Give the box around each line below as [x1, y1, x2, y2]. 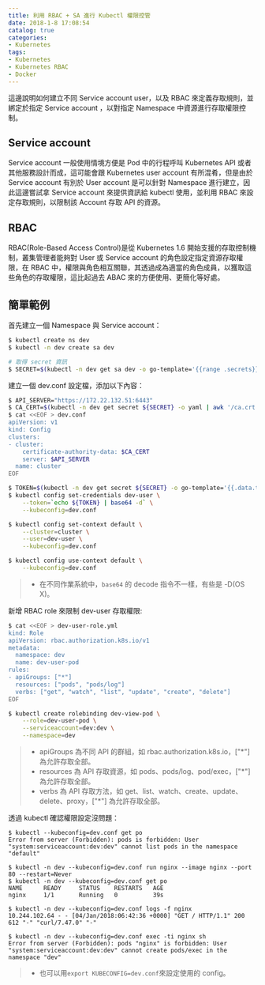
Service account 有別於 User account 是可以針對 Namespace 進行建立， [8, 178, 244, 187]
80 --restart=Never [8, 870, 73, 878]
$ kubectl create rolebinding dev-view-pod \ [8, 709, 160, 718]
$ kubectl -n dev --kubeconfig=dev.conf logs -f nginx [8, 905, 192, 913]
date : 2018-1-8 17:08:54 [8, 19, 90, 27]
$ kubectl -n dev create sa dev [8, 343, 114, 352]
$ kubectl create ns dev [8, 337, 90, 345]
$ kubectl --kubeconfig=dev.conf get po [8, 829, 144, 837]
